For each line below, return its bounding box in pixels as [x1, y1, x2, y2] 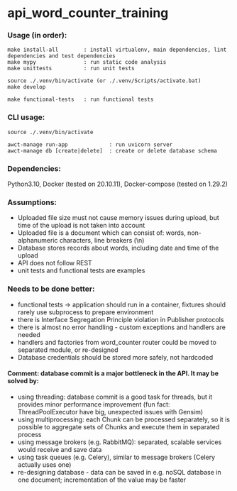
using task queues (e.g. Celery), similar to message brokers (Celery [17, 453, 215, 461]
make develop [7, 84, 46, 91]
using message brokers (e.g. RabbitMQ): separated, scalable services [17, 438, 222, 446]
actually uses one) [17, 460, 72, 469]
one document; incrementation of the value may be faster [17, 475, 187, 484]
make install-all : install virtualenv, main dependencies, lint [7, 46, 227, 54]
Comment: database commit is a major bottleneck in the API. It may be [7, 369, 219, 377]
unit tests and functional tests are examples [17, 266, 145, 275]
